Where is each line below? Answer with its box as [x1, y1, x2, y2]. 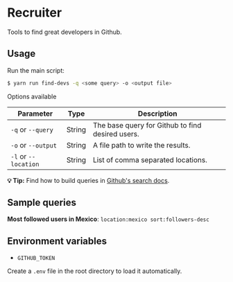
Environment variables [7, 235, 107, 247]
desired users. [92, 129, 140, 139]
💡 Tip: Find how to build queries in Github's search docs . [7, 176, 170, 184]
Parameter [17, 109, 53, 118]
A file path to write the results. [92, 140, 191, 150]
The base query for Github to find [92, 120, 202, 130]
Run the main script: [7, 66, 64, 74]
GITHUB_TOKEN [17, 255, 55, 262]
